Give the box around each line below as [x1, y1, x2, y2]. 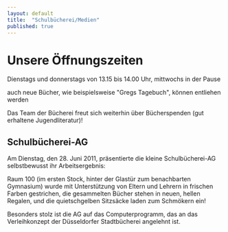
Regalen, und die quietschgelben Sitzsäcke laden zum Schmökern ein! [7, 197, 206, 205]
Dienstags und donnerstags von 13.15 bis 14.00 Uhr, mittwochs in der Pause [7, 75, 221, 83]
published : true [7, 23, 54, 30]
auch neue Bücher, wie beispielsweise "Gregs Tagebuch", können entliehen [7, 89, 221, 97]
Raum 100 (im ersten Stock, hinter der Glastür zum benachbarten [7, 175, 191, 183]
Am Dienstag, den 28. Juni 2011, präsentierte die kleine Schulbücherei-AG [7, 154, 216, 163]
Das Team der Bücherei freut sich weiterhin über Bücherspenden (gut [7, 109, 204, 117]
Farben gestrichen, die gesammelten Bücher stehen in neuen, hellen [7, 189, 201, 198]
